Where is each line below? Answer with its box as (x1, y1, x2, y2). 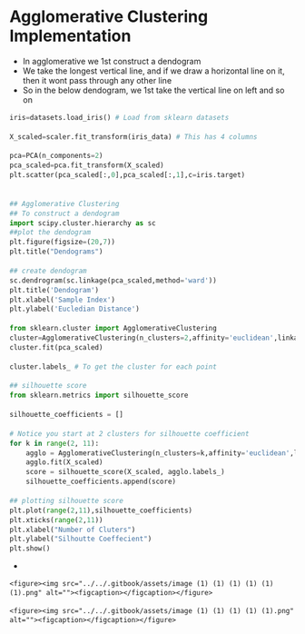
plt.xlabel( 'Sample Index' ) (9, 295, 116, 304)
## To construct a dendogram (9, 209, 120, 218)
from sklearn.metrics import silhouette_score (9, 391, 189, 401)
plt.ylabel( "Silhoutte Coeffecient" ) (9, 534, 152, 544)
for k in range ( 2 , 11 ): (9, 439, 100, 448)
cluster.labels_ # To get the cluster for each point (9, 362, 218, 371)
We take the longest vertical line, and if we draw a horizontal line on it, (22, 65, 285, 76)
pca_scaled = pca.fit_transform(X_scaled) (9, 161, 165, 170)
